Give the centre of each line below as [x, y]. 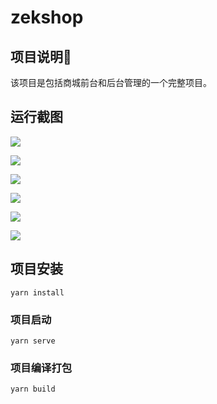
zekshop [47, 17]
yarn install [37, 292]
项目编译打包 [41, 368]
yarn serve [33, 341]
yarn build [33, 389]
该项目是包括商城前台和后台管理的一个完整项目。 [111, 82]
